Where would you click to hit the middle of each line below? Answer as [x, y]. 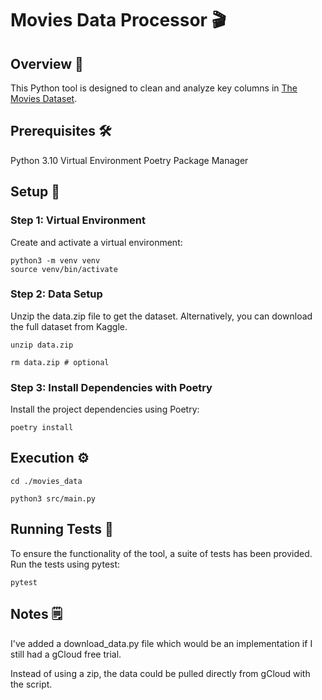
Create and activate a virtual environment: [96, 242]
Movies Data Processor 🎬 [118, 20]
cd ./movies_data [46, 481]
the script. [31, 684]
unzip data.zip [42, 345]
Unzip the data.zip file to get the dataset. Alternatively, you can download [161, 316]
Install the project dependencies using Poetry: [105, 409]
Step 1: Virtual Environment [78, 220]
